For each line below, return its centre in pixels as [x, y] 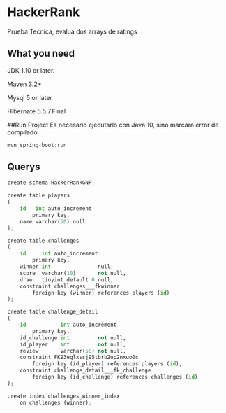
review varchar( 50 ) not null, [73, 351]
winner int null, [67, 267]
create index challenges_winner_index [63, 396]
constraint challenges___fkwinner [70, 286]
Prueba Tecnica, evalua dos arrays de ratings [72, 31]
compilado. [23, 132]
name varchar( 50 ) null [53, 221]
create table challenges [43, 241]
